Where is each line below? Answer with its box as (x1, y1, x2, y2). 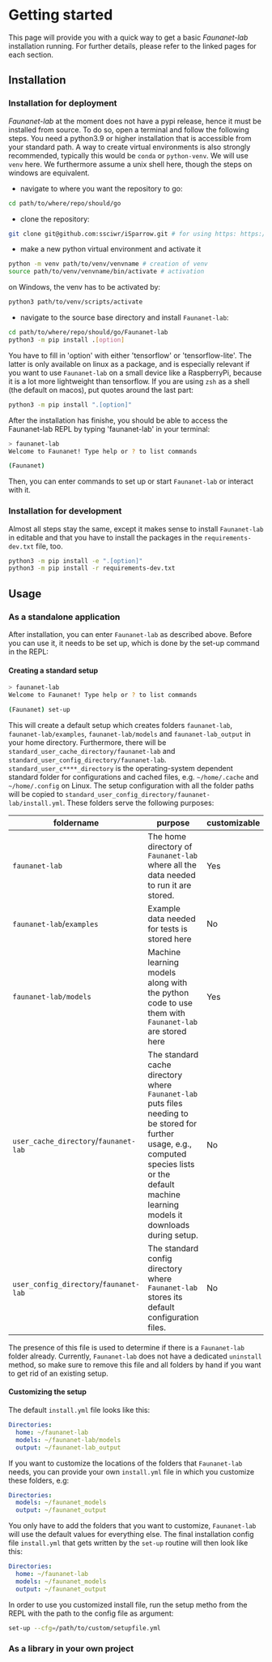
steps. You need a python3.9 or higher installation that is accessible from (8, 133, 253, 143)
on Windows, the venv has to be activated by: (8, 282, 160, 292)
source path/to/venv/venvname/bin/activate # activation (8, 268, 205, 276)
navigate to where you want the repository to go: (19, 183, 183, 193)
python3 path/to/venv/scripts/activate (8, 298, 143, 306)
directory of (147, 841, 193, 852)
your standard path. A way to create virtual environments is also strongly (8, 142, 251, 152)
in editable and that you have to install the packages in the (8, 532, 202, 542)
